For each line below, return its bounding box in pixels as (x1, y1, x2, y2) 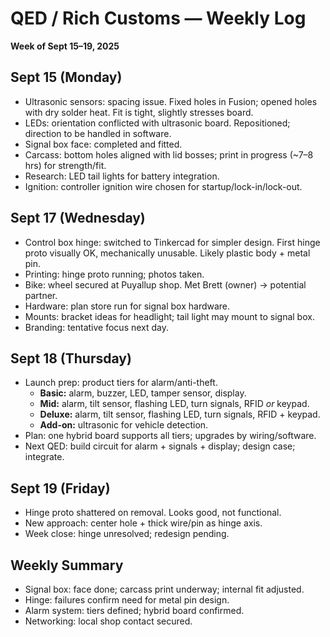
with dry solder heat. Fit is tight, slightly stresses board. (24, 106, 254, 118)
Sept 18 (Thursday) (10, 350, 132, 367)
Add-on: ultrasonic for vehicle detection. (39, 419, 209, 431)
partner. (24, 289, 58, 301)
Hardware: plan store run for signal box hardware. (24, 300, 231, 312)
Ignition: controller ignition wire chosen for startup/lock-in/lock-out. (24, 180, 303, 192)
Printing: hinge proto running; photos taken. (24, 268, 205, 280)
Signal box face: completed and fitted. (24, 138, 183, 150)
